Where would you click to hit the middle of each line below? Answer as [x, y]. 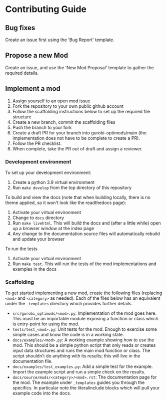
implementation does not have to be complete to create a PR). [76, 138]
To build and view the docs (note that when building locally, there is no [78, 197]
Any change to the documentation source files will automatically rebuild [86, 234]
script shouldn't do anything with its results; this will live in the [76, 356]
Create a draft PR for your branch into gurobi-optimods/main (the [79, 133]
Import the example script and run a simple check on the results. [79, 372]
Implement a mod [33, 89]
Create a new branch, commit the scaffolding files [64, 122]
